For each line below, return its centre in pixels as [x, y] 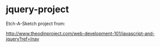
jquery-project [37, 9]
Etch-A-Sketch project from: [36, 24]
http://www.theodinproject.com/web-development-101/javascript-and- [81, 33]
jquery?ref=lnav [23, 39]
